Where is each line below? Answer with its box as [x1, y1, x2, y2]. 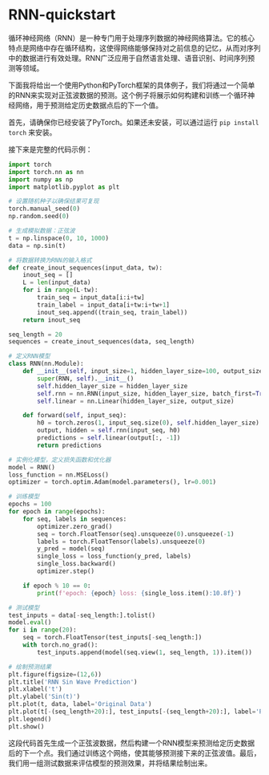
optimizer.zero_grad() [37, 522, 113, 530]
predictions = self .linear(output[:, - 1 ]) [37, 434, 181, 442]
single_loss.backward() [37, 560, 116, 568]
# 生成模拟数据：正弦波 [8, 227, 76, 235]
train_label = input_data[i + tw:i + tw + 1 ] [37, 301, 171, 309]
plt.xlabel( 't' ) [8, 685, 62, 693]
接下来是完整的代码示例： [8, 144, 93, 154]
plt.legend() [8, 715, 52, 723]
